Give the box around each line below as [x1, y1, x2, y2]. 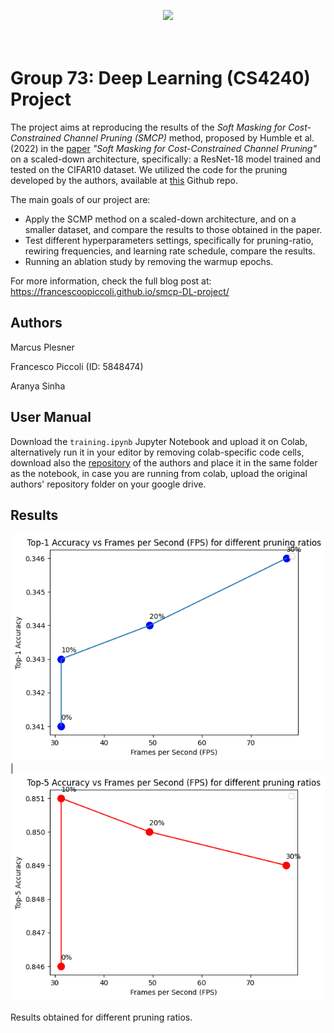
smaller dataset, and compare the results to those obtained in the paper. [24, 223, 323, 235]
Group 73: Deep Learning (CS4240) [10, 67, 311, 90]
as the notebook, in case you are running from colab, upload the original [10, 467, 308, 479]
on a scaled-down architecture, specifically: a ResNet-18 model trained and [10, 153, 322, 165]
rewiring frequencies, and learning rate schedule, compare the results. [24, 245, 316, 257]
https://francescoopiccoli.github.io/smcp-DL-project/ [10, 285, 230, 297]
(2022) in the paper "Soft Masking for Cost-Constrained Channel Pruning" [10, 142, 317, 154]
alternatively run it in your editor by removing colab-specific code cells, [10, 446, 305, 458]
